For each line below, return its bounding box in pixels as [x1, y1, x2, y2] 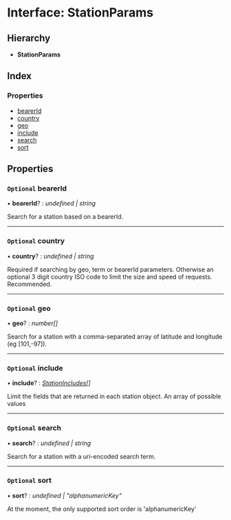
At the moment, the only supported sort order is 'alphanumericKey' [7, 504, 197, 513]
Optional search [7, 423, 62, 433]
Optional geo [7, 303, 51, 313]
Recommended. [7, 280, 52, 288]
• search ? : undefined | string [7, 439, 91, 447]
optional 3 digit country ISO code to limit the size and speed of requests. [7, 272, 212, 281]
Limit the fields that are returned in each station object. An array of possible [7, 392, 221, 400]
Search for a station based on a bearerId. [7, 213, 124, 221]
